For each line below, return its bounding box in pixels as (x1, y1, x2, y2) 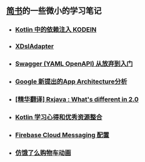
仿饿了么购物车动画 (14, 148, 71, 157)
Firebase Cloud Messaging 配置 (14, 130, 110, 139)
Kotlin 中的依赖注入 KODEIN (14, 25, 97, 34)
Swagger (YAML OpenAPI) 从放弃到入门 (14, 59, 133, 68)
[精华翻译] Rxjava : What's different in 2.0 (14, 95, 139, 103)
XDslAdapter (14, 42, 54, 50)
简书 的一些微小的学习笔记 (6, 5, 101, 16)
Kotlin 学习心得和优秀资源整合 (14, 113, 103, 121)
